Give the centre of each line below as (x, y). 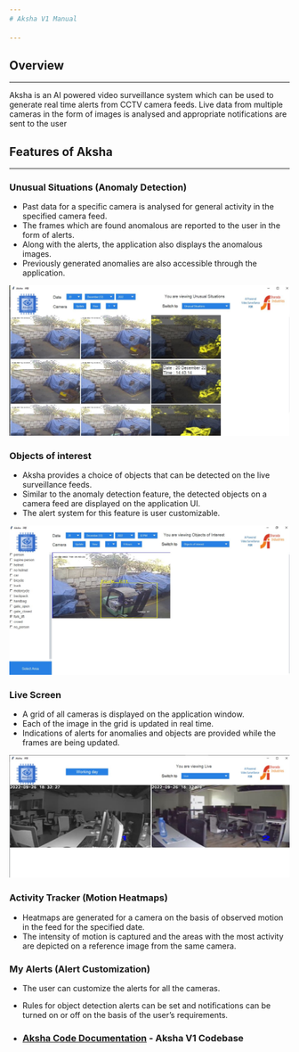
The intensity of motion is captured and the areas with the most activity (153, 936)
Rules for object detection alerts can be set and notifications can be (146, 1006)
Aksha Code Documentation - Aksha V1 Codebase (133, 1038)
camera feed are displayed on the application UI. (111, 503)
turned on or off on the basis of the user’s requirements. (125, 1015)
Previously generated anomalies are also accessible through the (140, 264)
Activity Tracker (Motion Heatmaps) (89, 898)
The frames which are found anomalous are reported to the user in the (151, 226)
